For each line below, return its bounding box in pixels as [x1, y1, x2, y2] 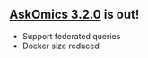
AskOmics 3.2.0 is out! [9, 7, 140, 22]
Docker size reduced [22, 40, 100, 51]
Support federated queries [22, 30, 121, 41]
